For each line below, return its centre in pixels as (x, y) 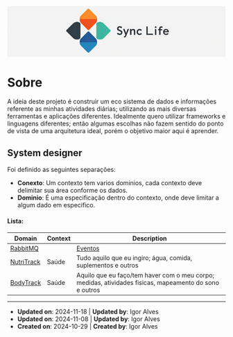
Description (149, 238)
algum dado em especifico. (56, 205)
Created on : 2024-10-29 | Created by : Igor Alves (87, 327)
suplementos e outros (107, 266)
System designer (45, 153)
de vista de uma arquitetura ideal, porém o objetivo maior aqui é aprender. (113, 131)
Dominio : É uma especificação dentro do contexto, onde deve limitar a (118, 198)
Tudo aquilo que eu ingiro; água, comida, (134, 258)
